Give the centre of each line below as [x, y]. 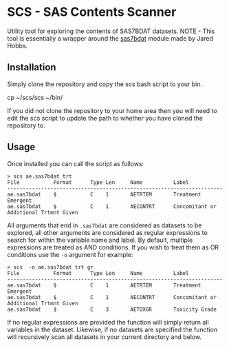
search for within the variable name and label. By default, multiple [100, 240]
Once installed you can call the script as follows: [76, 163]
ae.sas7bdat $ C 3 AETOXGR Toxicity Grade [112, 309]
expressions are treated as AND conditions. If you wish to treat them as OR [113, 247]
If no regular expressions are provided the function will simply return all [108, 322]
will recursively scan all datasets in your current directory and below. [105, 337]
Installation [32, 67]
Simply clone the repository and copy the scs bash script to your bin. [105, 84]
